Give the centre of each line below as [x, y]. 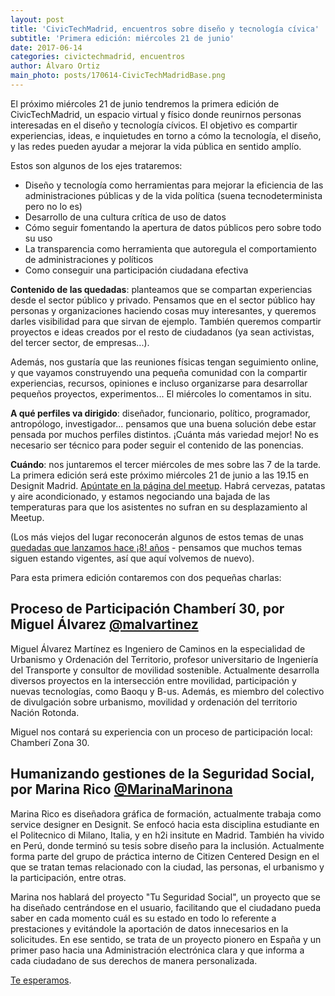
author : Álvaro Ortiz [55, 66]
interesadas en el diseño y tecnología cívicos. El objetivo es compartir [154, 125]
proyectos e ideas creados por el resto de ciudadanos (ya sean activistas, [162, 332]
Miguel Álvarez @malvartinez [104, 624]
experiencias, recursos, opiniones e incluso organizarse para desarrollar [159, 383]
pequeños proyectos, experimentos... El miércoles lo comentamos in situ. [161, 393]
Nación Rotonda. [45, 712]
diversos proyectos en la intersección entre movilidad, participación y [153, 680]
